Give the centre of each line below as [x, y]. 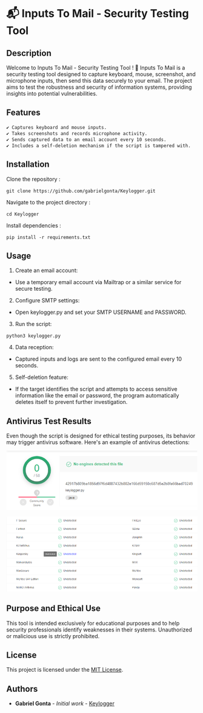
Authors [22, 689]
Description [29, 53]
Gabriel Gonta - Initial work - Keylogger [65, 704]
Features [23, 113]
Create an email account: [46, 271]
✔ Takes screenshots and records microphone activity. [77, 133]
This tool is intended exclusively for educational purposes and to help [93, 623]
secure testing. [34, 289]
